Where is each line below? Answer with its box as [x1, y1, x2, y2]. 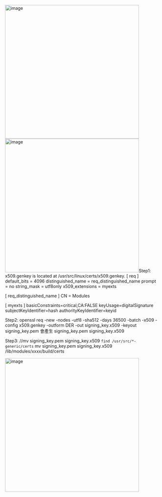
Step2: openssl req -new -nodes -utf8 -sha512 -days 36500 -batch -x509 [5, 317, 154, 323]
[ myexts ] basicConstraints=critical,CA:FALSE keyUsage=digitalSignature [5, 303, 154, 308]
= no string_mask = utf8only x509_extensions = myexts [5, 284, 116, 289]
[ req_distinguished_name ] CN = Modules [5, 293, 90, 299]
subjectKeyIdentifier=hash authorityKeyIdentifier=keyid [5, 308, 116, 313]
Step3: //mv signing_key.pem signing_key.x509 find [5, 338, 110, 344]
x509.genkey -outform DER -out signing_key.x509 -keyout [19, 322, 137, 328]
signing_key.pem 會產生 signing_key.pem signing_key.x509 [5, 328, 125, 334]
